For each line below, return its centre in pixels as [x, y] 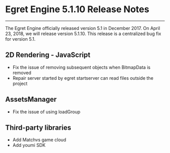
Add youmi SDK [29, 145]
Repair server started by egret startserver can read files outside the [83, 78]
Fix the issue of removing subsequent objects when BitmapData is [81, 67]
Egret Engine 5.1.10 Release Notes [77, 9]
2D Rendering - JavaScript [48, 55]
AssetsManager [31, 99]
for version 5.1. [20, 39]
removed [22, 73]
